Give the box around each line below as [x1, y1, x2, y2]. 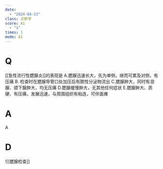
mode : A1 [5, 35, 23, 40]
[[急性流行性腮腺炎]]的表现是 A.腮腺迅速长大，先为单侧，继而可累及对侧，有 [5, 72, 159, 78]
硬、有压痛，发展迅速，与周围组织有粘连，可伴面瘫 [5, 91, 108, 97]
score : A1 [5, 21, 25, 26]
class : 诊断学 [5, 16, 32, 21]
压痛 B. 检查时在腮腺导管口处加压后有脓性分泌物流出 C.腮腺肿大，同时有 [5, 78, 150, 84]
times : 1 [5, 30, 23, 35]
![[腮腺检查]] [5, 158, 30, 164]
